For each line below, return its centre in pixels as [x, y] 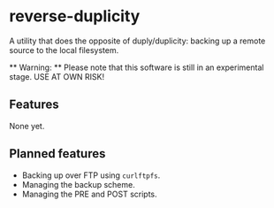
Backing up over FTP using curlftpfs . [91, 175]
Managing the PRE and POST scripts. [89, 194]
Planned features [57, 154]
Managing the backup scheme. [78, 184]
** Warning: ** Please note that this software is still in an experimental [137, 67]
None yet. [27, 126]
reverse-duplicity [75, 16]
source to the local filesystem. [64, 50]
